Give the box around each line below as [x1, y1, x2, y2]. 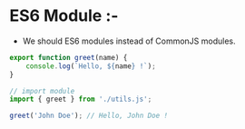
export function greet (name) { [9, 53, 128, 62]
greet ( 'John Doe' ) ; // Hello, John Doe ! [9, 111, 169, 121]
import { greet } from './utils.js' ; [9, 94, 152, 104]
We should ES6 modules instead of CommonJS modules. [22, 35, 236, 46]
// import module [9, 86, 75, 95]
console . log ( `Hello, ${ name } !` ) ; [25, 61, 156, 71]
